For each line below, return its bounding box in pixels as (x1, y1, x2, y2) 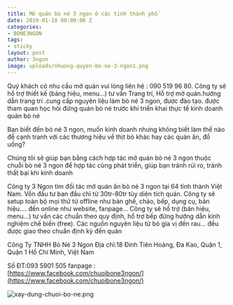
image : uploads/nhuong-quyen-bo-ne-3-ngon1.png (7, 62, 149, 69)
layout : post (7, 50, 45, 57)
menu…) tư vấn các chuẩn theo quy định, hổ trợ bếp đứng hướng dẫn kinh (7, 212, 220, 220)
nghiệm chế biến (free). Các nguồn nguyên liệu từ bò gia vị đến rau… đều (7, 219, 219, 228)
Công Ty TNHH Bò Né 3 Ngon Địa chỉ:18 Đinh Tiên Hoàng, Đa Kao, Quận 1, (7, 240, 223, 249)
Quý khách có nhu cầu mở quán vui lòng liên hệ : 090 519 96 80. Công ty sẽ (7, 81, 227, 90)
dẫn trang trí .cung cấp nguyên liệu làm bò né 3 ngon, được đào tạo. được (7, 96, 220, 105)
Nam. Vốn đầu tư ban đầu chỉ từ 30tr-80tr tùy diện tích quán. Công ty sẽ (7, 189, 216, 198)
